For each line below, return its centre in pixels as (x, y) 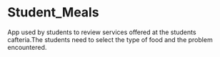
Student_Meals (53, 12)
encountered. (27, 47)
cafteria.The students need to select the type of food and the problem (110, 39)
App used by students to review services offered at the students (102, 32)
